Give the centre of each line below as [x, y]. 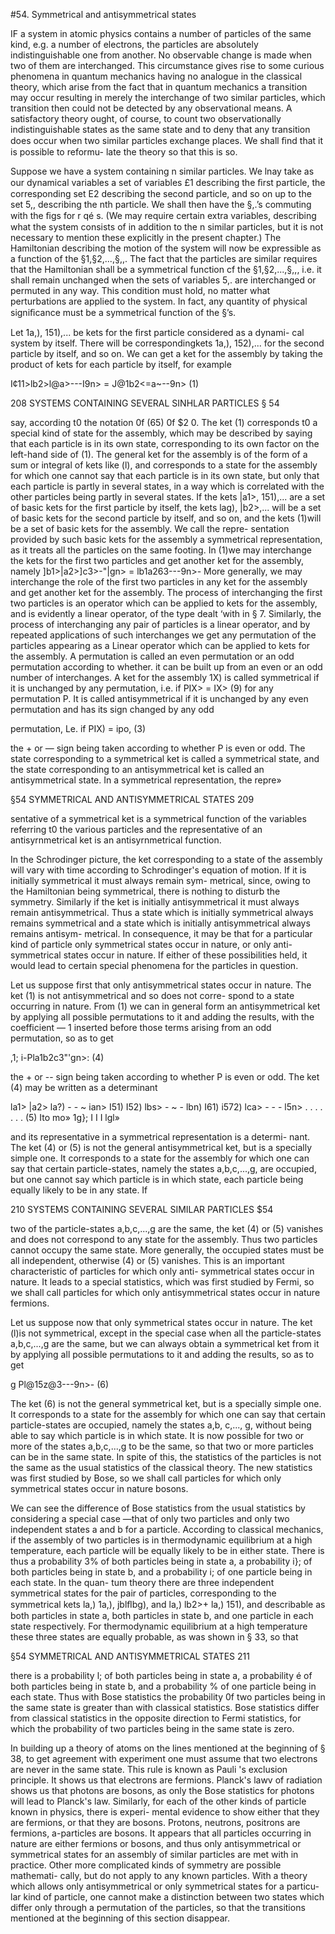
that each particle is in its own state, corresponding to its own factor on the [165, 443]
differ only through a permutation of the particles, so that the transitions [158, 1907]
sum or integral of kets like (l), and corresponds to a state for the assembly [164, 465]
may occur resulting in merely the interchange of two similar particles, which [168, 97]
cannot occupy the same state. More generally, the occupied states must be [167, 1250]
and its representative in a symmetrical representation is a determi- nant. [160, 1137]
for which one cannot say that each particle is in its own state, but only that [165, 475]
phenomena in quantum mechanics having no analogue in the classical [156, 76]
